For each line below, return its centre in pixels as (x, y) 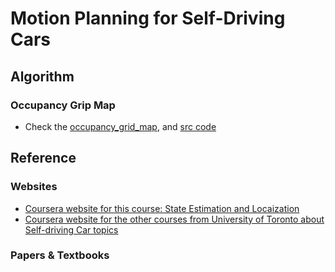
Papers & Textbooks (60, 255)
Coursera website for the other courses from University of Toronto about (174, 219)
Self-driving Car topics (71, 229)
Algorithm (42, 76)
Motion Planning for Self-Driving (148, 18)
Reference (43, 158)
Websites (34, 187)
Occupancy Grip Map (63, 105)
